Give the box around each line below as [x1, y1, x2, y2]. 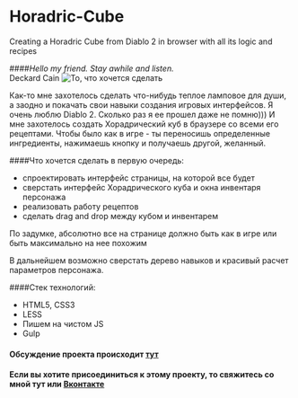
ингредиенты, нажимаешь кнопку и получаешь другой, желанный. [9, 137, 267, 148]
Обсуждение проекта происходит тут [9, 349, 159, 359]
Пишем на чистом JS [22, 318, 104, 329]
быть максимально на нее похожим [9, 237, 148, 248]
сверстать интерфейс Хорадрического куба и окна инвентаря [22, 181, 261, 192]
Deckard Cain [9, 72, 60, 83]
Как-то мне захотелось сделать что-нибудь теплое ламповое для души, [9, 90, 287, 101]
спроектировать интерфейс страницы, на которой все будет [22, 172, 256, 183]
